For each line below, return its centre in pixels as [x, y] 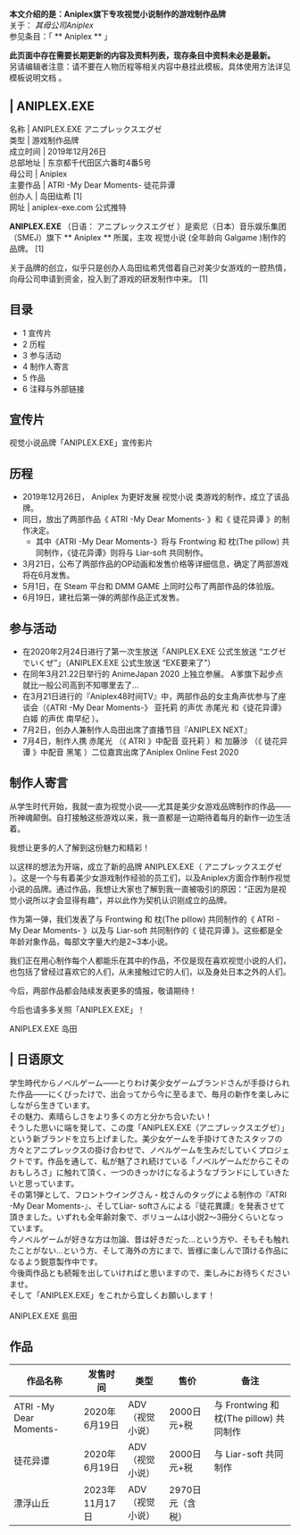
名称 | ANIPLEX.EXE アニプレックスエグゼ [86, 129]
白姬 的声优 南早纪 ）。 [63, 719]
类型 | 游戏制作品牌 [44, 140]
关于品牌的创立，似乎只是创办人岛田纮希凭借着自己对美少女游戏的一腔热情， [150, 267]
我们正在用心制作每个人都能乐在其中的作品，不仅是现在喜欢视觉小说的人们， [150, 960]
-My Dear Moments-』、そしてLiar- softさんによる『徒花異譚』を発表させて [147, 1205]
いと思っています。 [44, 1183]
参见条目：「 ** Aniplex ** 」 [61, 36]
